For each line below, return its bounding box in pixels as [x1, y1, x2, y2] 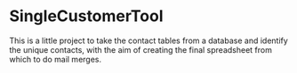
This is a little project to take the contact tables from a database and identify [9, 35, 289, 46]
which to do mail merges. [9, 54, 102, 64]
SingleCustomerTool [9, 6, 164, 26]
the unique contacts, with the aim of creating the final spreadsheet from [9, 44, 273, 55]
